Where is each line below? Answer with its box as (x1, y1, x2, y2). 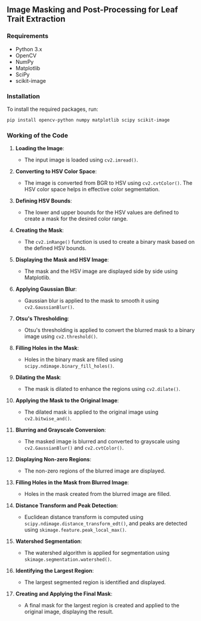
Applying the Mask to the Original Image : (15, 397, 119, 404)
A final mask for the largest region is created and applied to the (24, 602, 180, 609)
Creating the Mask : (15, 226, 64, 234)
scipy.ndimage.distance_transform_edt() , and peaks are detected (24, 520, 187, 527)
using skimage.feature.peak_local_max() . (24, 526, 127, 533)
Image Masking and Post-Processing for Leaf (7, 5, 178, 15)
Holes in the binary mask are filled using (24, 356, 123, 363)
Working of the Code (7, 131, 68, 139)
